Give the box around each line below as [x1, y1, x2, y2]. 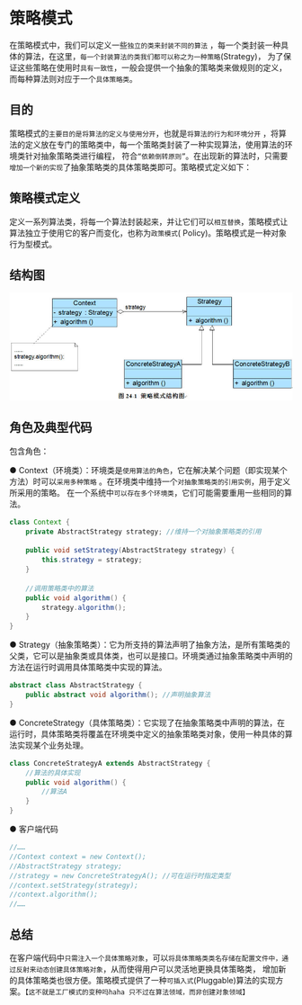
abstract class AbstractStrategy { [9, 681, 143, 690]
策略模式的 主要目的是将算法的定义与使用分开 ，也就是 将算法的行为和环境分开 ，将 [9, 128, 280, 139]
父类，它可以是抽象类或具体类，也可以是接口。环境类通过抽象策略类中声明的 [9, 651, 293, 661]
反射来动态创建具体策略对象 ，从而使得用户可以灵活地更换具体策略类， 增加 [15, 964, 279, 974]
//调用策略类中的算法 [25, 584, 94, 593]
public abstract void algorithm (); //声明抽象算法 [25, 690, 211, 700]
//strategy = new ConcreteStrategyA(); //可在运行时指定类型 [9, 871, 231, 880]
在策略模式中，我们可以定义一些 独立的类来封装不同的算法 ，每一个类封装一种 [9, 40, 281, 50]
